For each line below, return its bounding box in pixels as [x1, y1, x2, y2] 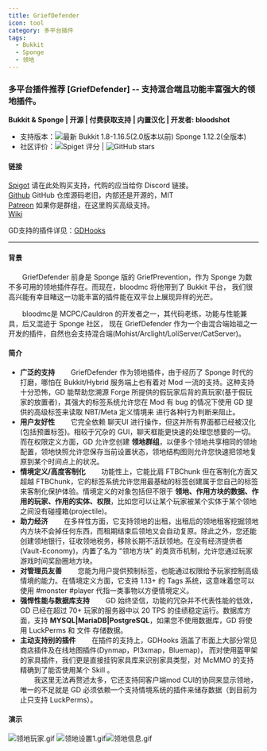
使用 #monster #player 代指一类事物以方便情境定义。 [19, 585, 194, 595]
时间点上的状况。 [47, 456, 104, 466]
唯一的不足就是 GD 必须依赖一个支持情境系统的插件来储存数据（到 [19, 684, 237, 695]
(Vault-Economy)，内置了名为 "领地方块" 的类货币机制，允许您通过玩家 [19, 545, 253, 556]
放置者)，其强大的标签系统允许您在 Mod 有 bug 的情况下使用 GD [33, 397, 245, 406]
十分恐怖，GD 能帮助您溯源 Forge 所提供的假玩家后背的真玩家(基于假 [19, 387, 246, 397]
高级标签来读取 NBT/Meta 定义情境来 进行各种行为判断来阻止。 [33, 406, 240, 417]
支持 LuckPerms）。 [33, 695, 98, 704]
